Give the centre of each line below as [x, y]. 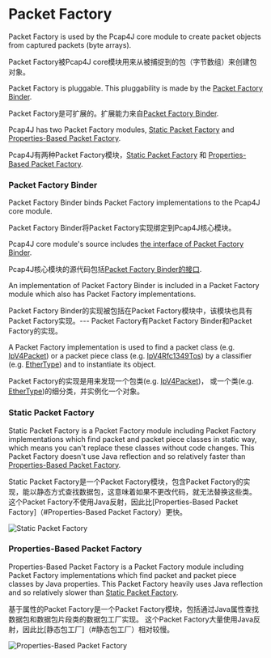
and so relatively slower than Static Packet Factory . [93, 592]
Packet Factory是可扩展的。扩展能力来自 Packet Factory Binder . [114, 113]
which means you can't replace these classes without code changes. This [131, 448]
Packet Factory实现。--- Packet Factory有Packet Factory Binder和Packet [130, 321]
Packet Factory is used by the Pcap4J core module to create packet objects [135, 36]
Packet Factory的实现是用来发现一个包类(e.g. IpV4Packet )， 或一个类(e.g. [131, 381]
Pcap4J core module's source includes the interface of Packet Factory [126, 244]
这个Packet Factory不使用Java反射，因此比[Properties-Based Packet [123, 502]
